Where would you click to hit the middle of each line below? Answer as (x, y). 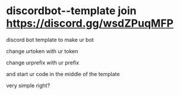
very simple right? (28, 85)
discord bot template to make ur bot (50, 40)
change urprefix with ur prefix (42, 63)
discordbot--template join (71, 11)
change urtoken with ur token (42, 51)
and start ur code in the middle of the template (63, 74)
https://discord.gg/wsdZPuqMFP (90, 23)
